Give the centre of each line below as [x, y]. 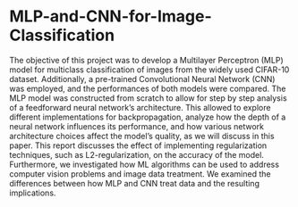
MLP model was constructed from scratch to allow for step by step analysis [149, 98]
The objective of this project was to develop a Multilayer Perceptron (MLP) [146, 60]
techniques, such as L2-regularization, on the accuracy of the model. [136, 154]
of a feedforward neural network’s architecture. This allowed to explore [140, 107]
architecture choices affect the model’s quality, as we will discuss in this [142, 136]
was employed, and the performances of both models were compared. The [148, 88]
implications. [33, 193]
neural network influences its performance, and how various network [137, 126]
